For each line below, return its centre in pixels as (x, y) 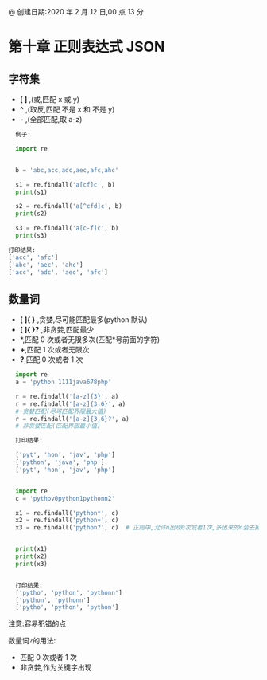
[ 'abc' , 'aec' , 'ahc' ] (46, 265)
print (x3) (31, 564)
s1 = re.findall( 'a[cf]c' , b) (65, 185)
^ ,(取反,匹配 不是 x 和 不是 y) (67, 109)
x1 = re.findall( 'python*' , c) (67, 513)
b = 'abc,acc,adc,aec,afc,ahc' (67, 170)
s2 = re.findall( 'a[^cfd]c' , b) (69, 206)
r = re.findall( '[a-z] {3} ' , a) (67, 396)
